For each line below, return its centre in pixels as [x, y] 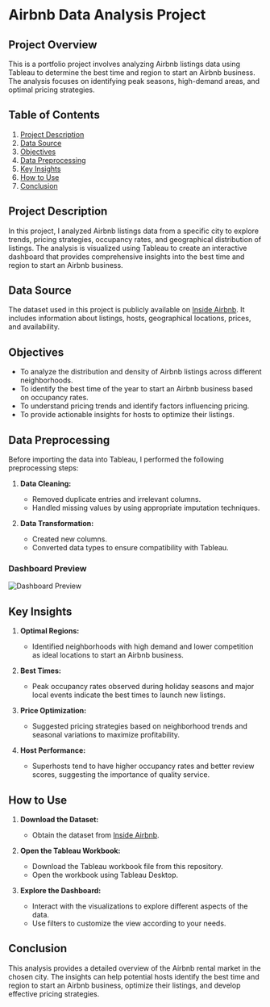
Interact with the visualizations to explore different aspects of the [140, 906]
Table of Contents [54, 115]
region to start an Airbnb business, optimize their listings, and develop [125, 985]
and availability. [34, 327]
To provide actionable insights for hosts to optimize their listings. [127, 415]
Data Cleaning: [46, 484]
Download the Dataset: [59, 819]
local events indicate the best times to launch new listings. [129, 695]
